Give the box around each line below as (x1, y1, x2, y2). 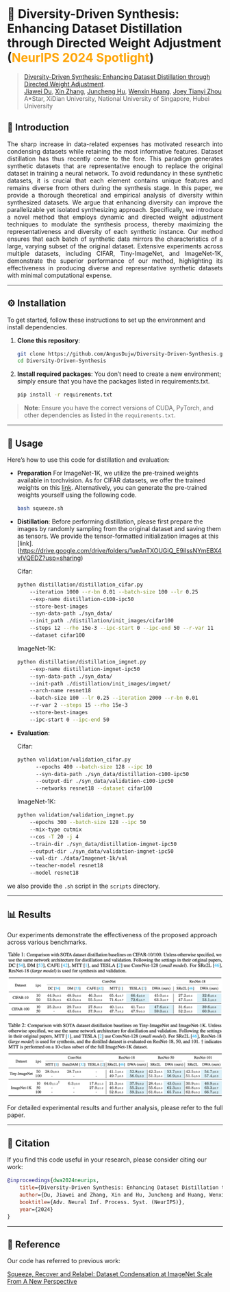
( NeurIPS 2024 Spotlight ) (7, 50, 154, 66)
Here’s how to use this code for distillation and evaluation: (7, 456, 170, 464)
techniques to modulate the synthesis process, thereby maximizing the (7, 220, 223, 228)
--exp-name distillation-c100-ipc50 (29, 596, 134, 602)
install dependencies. (7, 322, 67, 331)
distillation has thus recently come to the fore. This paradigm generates (7, 154, 223, 163)
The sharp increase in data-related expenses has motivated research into (7, 140, 223, 148)
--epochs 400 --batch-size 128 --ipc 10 (35, 763, 153, 771)
